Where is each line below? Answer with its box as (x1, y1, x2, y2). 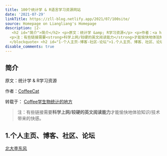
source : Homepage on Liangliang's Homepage (5, 21, 97, 26)
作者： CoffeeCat (5, 88, 40, 94)
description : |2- (5, 26, 41, 31)
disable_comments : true (5, 44, 55, 49)
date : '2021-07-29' (5, 12, 46, 17)
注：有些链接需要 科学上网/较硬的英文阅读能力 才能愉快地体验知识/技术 (17, 109, 161, 115)
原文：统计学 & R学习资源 (5, 78, 57, 84)
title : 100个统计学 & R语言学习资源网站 (5, 7, 81, 12)
